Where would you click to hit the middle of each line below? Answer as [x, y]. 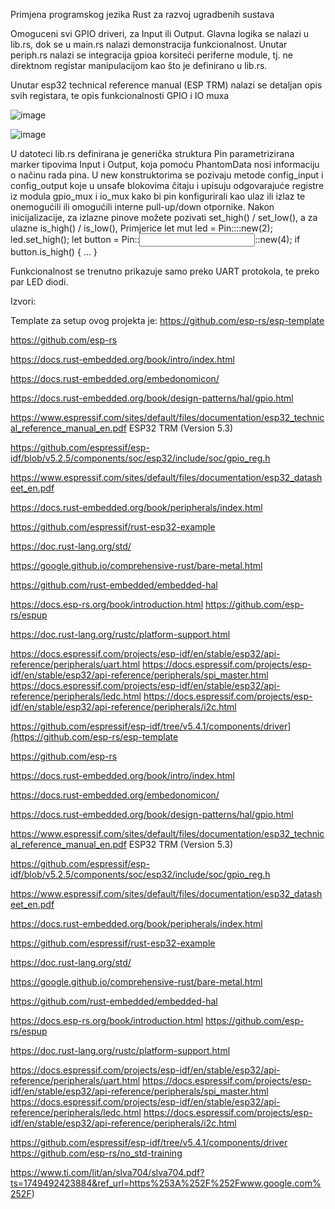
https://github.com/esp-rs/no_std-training [96, 1153]
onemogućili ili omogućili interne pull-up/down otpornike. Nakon [142, 207]
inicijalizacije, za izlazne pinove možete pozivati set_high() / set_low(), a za [164, 217]
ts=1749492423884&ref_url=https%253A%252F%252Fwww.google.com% [166, 1183]
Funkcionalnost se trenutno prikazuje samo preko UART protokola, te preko [165, 271]
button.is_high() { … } [54, 252]
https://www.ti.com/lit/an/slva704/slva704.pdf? [107, 1172]
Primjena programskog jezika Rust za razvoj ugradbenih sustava [142, 14]
